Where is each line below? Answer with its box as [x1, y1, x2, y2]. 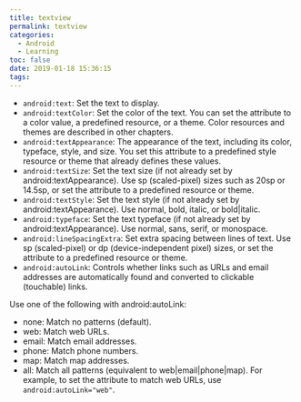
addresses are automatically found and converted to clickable [22, 271, 255, 282]
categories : [9, 30, 55, 39]
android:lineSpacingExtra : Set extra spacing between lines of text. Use [22, 233, 291, 244]
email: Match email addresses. [22, 336, 137, 347]
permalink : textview [9, 22, 88, 31]
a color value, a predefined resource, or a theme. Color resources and [22, 116, 285, 127]
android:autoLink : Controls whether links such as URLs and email [22, 261, 269, 273]
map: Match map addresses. [22, 355, 130, 366]
